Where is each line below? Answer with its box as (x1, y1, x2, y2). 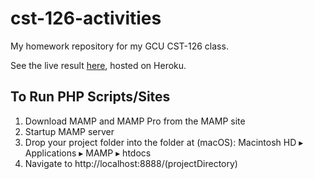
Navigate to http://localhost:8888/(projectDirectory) (24, 157, 238, 169)
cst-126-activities (10, 7, 162, 30)
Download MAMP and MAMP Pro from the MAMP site (24, 115, 246, 127)
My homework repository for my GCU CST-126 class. (10, 40, 229, 52)
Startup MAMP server (24, 125, 115, 137)
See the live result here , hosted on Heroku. (10, 59, 187, 71)
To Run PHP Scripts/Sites (10, 88, 171, 106)
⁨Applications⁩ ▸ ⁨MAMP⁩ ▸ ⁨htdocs (24, 147, 152, 159)
